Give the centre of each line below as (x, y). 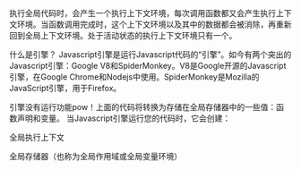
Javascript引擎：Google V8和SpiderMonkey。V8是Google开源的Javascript (148, 66)
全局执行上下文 (37, 137)
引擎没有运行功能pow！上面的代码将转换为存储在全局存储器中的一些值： (143, 107)
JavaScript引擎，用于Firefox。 (65, 88)
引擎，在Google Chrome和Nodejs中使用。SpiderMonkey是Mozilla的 (134, 77)
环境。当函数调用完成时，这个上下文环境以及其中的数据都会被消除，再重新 (154, 24)
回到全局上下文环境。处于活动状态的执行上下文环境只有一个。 (123, 35)
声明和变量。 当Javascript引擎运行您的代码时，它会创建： (124, 118)
